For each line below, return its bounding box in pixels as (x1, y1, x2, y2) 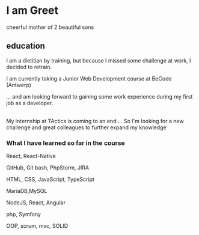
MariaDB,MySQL (6, 188, 47, 195)
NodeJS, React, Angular (6, 199, 66, 206)
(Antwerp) (6, 81, 32, 88)
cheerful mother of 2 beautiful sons (6, 23, 94, 31)
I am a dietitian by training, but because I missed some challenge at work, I (6, 56, 191, 64)
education (6, 41, 45, 51)
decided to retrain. (6, 63, 52, 70)
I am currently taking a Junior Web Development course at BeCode (6, 75, 173, 82)
